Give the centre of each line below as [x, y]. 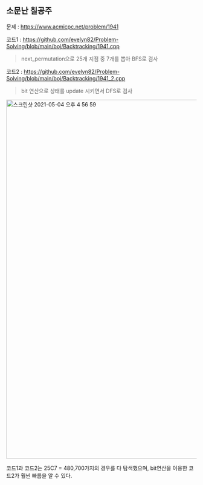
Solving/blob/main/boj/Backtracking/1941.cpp [63, 46]
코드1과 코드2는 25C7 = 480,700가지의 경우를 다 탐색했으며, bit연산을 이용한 [97, 468]
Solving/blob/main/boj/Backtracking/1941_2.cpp [66, 78]
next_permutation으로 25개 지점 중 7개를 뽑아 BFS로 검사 [89, 59]
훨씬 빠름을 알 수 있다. [47, 475]
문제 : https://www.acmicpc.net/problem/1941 [63, 27]
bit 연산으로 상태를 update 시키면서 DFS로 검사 [77, 91]
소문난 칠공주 [29, 11]
